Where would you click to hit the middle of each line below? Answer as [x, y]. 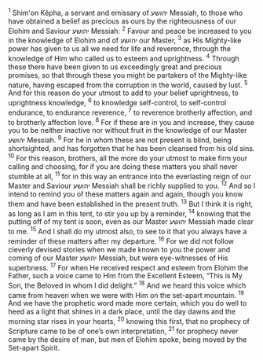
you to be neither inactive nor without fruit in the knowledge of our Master [128, 130]
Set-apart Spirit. [34, 347]
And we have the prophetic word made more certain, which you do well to [128, 303]
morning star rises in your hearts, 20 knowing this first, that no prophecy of [129, 321]
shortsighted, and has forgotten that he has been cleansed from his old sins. [131, 148]
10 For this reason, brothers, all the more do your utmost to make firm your [128, 157]
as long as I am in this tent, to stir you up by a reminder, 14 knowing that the [130, 213]
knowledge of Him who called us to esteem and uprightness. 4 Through [124, 57]
